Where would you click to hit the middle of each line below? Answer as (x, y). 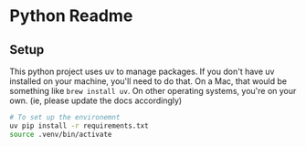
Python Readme (71, 16)
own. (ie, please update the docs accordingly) (96, 100)
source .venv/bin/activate (61, 134)
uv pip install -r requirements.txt (79, 126)
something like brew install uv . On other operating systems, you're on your (153, 91)
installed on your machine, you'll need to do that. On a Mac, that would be (148, 81)
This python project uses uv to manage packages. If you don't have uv (142, 71)
